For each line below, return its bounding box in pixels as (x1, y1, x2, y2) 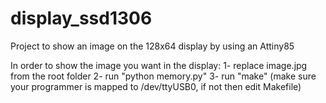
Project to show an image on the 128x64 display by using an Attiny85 (10, 40, 295, 52)
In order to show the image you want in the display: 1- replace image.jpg (10, 59, 308, 71)
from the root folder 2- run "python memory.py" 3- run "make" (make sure (10, 70, 317, 82)
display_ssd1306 (10, 7, 153, 30)
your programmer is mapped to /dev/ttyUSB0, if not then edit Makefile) (10, 80, 302, 92)
